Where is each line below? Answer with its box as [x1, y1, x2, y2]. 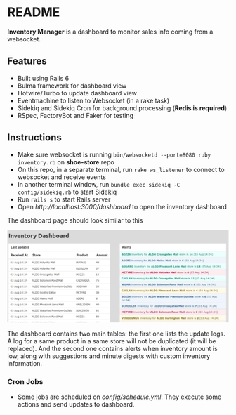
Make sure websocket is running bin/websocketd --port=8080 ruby [17, 150, 211, 159]
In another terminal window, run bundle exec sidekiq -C [17, 180, 181, 188]
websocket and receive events [17, 173, 107, 181]
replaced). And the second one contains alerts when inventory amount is [7, 344, 218, 353]
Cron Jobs [7, 376, 44, 386]
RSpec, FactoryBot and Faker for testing [17, 111, 133, 119]
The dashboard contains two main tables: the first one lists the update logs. [7, 329, 226, 338]
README [7, 4, 60, 20]
